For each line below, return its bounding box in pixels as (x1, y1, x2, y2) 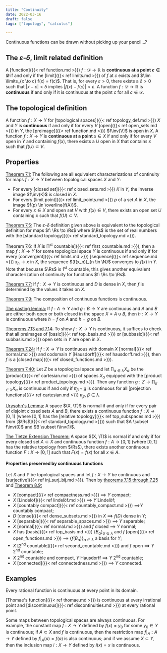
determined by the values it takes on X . (5, 286, 86, 292)
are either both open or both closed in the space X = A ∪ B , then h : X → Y (5, 311, 158, 317)
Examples (5, 574, 37, 582)
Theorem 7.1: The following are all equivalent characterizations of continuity (5, 171, 160, 177)
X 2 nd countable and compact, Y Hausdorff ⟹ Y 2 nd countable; (12, 554, 143, 561)
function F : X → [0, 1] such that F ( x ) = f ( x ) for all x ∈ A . (5, 449, 120, 455)
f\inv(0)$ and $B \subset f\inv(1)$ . (5, 424, 76, 430)
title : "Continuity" (5, 7, 49, 12)
